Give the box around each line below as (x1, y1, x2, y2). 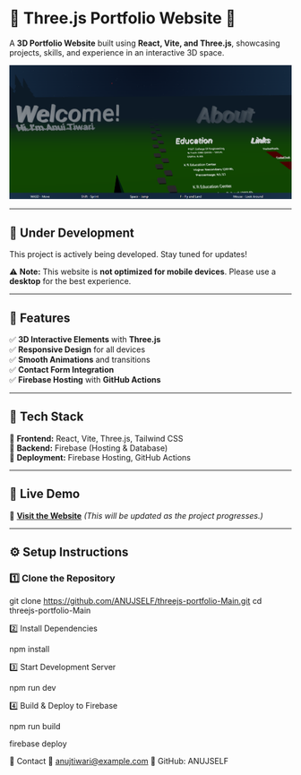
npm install (9, 644, 50, 655)
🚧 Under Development (9, 225, 134, 240)
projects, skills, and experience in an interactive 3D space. (9, 47, 225, 57)
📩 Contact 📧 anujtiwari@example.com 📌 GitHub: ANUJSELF (9, 756, 228, 767)
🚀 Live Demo (9, 487, 81, 502)
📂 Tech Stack (9, 409, 84, 425)
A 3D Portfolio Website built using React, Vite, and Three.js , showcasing (9, 38, 280, 48)
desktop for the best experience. (9, 276, 132, 287)
